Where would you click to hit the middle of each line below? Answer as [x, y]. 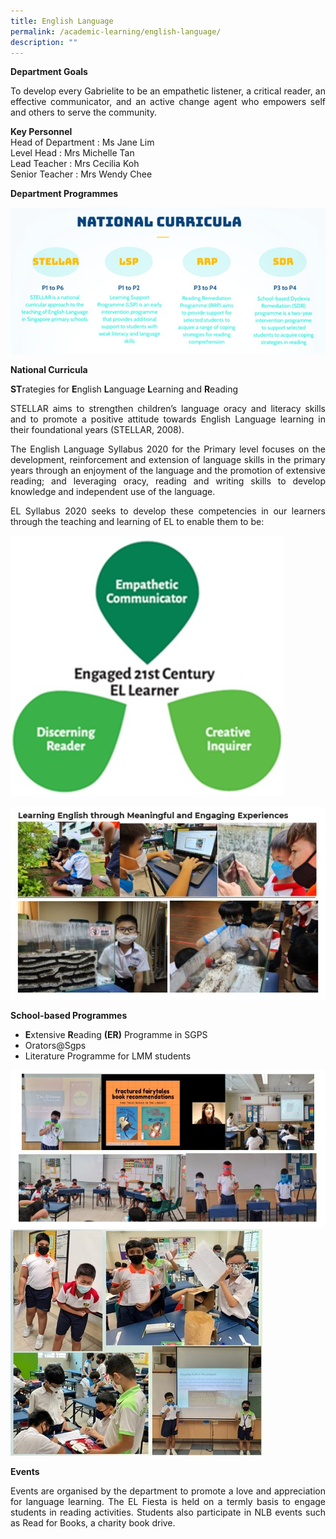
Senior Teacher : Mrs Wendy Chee [81, 174]
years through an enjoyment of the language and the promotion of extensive [168, 470]
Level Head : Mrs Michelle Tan [72, 153]
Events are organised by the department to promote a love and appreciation [168, 1491]
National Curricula [49, 369]
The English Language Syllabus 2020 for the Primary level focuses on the [168, 449]
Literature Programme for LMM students [108, 1056]
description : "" [44, 42]
